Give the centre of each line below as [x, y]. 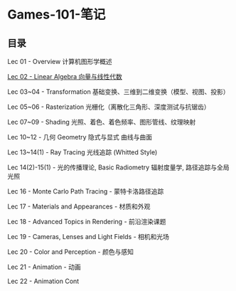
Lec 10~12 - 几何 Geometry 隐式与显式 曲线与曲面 [80, 137]
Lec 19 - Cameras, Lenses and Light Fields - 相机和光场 [88, 237]
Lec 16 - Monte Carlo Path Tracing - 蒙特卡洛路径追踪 [86, 191]
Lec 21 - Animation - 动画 [44, 267]
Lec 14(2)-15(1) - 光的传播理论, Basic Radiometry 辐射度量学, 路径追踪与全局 [118, 167]
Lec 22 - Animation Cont [43, 281]
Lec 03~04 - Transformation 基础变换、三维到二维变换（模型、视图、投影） [118, 92]
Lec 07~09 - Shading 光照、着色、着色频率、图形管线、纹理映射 [102, 122]
